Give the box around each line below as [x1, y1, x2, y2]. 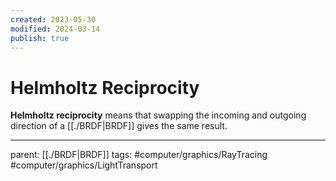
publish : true [10, 33, 70, 43]
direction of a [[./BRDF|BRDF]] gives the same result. [10, 120, 228, 132]
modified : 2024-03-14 [10, 24, 101, 34]
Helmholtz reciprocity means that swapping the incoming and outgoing [10, 109, 307, 121]
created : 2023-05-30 [10, 14, 97, 25]
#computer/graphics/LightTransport [10, 159, 158, 171]
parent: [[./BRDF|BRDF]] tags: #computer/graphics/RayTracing [10, 149, 268, 161]
